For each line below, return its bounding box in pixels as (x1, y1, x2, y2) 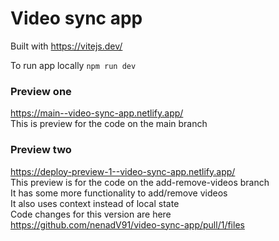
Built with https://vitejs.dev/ (10, 40, 123, 52)
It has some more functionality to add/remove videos (10, 187, 228, 199)
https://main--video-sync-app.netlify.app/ (10, 107, 184, 119)
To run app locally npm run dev (10, 59, 137, 71)
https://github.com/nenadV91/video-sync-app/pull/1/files (10, 218, 245, 231)
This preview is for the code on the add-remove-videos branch (10, 176, 270, 188)
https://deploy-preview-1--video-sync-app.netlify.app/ (10, 165, 236, 177)
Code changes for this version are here (10, 208, 172, 220)
